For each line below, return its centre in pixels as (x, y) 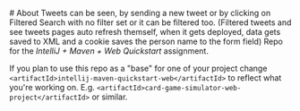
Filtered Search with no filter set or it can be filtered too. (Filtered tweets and (150, 22)
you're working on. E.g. (52, 87)
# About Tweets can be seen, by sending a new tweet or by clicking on (140, 13)
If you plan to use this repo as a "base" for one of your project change (138, 68)
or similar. (110, 97)
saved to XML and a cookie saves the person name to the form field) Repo (146, 41)
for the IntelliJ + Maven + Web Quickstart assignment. (109, 51)
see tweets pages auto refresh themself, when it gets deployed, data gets (145, 32)
